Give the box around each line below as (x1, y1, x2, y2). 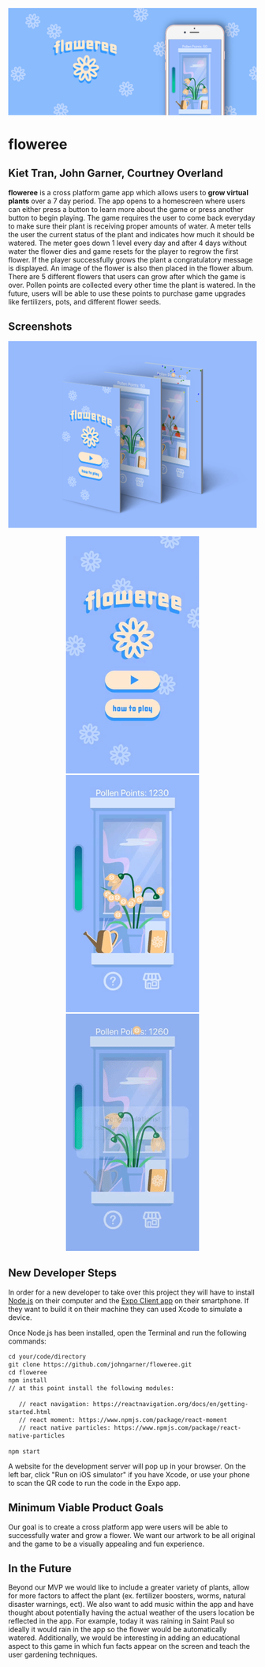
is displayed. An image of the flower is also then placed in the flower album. (8, 263, 254, 273)
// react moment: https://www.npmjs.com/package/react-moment (18, 1416, 227, 1423)
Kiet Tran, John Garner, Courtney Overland (8, 167, 223, 180)
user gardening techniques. (8, 1650, 98, 1660)
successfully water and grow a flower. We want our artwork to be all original (8, 1530, 256, 1540)
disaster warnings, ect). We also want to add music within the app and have (8, 1600, 254, 1609)
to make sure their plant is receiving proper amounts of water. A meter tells (8, 221, 252, 231)
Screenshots (8, 319, 73, 333)
